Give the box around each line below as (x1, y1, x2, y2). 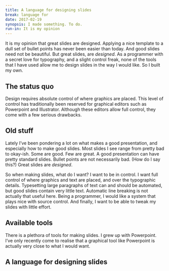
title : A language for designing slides (5, 7, 92, 13)
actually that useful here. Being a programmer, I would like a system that (5, 193, 156, 199)
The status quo (5, 82, 54, 91)
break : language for (5, 12, 49, 17)
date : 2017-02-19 (5, 17, 42, 22)
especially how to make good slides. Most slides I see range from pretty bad (5, 145, 164, 152)
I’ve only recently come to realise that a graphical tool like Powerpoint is (5, 237, 155, 244)
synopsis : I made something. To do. (5, 21, 82, 27)
